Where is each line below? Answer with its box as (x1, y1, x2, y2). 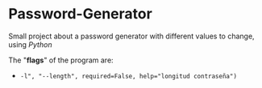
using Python (8, 39, 52, 49)
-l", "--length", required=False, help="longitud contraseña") (19, 72, 238, 80)
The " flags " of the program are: (8, 55, 114, 65)
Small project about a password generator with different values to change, (8, 31, 256, 41)
